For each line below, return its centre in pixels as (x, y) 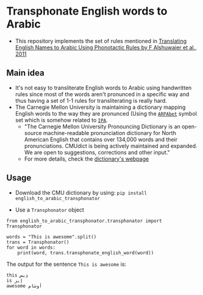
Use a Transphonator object (49, 210)
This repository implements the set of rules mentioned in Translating (101, 41)
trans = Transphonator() (38, 242)
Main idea (25, 73)
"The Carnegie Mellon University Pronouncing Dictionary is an (102, 127)
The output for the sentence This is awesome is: (66, 264)
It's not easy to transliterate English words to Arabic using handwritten (103, 88)
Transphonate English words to (87, 11)
